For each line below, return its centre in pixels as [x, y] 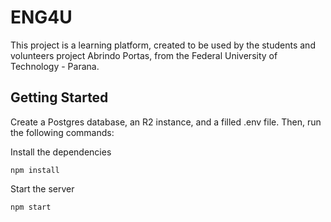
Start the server [42, 188]
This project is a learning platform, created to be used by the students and [163, 45]
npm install [35, 170]
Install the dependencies [61, 152]
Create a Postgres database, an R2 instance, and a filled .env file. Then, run [166, 122]
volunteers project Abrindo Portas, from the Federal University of [144, 55]
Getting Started [59, 97]
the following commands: [62, 132]
